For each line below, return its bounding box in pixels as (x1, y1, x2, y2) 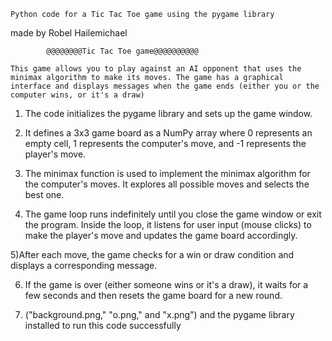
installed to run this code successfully (24, 320, 182, 331)
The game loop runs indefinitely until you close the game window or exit (24, 208, 322, 220)
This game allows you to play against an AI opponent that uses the (10, 64, 302, 74)
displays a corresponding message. (10, 260, 158, 271)
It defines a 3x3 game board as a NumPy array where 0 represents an (24, 127, 313, 139)
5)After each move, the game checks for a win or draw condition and (10, 249, 295, 260)
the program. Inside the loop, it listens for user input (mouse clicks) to (24, 219, 312, 230)
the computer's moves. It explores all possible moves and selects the (24, 178, 310, 190)
